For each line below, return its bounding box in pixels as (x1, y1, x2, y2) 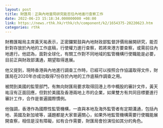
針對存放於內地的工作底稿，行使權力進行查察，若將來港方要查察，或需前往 (5, 45, 154, 51)
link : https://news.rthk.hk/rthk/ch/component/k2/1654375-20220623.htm (5, 20, 153, 26)
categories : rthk (5, 25, 40, 30)
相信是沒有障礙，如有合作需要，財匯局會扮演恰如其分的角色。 (21, 118, 146, 124)
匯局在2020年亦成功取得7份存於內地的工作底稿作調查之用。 (5, 73, 125, 79)
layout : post (5, 7, 32, 12)
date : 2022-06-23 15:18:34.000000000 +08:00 (5, 16, 97, 21)
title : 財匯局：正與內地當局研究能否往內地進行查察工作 (5, 12, 103, 16)
